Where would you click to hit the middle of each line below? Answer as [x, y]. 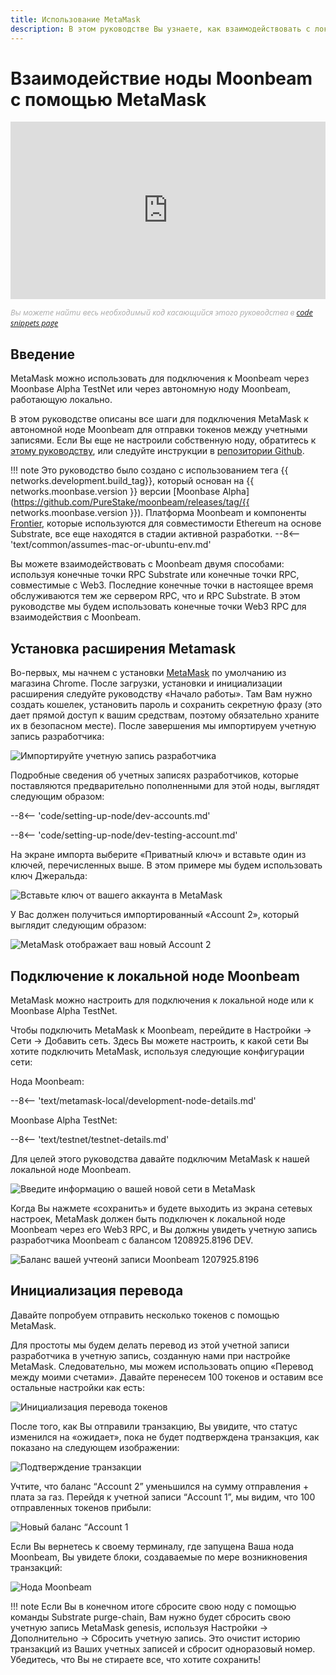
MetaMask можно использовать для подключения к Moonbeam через [160, 378]
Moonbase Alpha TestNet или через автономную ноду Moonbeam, [151, 389]
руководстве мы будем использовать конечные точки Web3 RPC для [158, 607]
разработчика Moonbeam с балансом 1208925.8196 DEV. [132, 1240]
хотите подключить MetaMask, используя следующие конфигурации [157, 1051]
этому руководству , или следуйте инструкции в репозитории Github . [157, 451]
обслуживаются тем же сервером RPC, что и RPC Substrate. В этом [155, 596]
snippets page [34, 323]
